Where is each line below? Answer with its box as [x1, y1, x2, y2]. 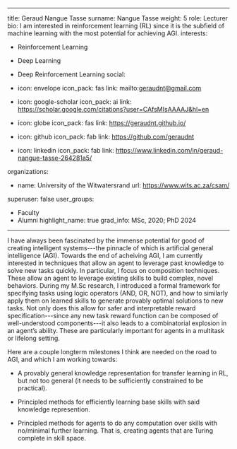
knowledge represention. [17, 405, 90, 414]
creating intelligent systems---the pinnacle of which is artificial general [7, 244, 214, 252]
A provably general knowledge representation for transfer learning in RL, [17, 369, 229, 377]
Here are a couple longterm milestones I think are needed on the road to [7, 348, 217, 356]
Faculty [17, 209, 40, 216]
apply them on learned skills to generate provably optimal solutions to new [7, 296, 224, 305]
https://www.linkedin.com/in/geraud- [115, 146, 224, 154]
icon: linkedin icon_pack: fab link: [17, 146, 114, 154]
